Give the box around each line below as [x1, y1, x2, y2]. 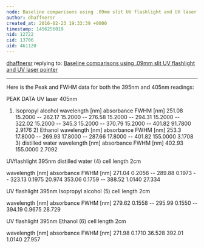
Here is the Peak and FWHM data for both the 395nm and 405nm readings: [6, 83, 194, 91]
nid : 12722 [6, 32, 34, 38]
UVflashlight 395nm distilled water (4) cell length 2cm [6, 157, 141, 165]
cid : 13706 [6, 37, 34, 43]
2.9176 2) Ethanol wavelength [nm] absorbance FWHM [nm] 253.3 [15, 126, 182, 134]
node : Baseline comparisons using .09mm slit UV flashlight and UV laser [6, 9, 197, 15]
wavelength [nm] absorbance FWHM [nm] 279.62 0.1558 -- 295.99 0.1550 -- [6, 199, 198, 207]
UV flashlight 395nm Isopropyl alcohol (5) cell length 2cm [6, 187, 151, 195]
